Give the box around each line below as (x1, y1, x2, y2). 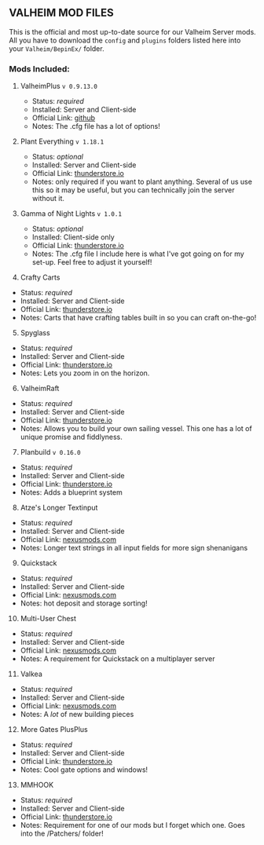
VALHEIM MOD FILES (9, 6, 114, 20)
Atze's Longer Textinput (20, 503, 98, 513)
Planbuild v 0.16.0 (20, 448, 81, 457)
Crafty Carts (20, 273, 60, 282)
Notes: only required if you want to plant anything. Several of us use (31, 177, 252, 187)
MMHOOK (20, 781, 54, 790)
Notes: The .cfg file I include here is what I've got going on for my (31, 249, 244, 258)
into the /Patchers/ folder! (20, 829, 104, 839)
